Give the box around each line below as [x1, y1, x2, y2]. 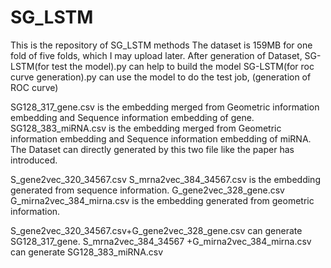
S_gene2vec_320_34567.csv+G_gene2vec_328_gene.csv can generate [10, 224, 303, 236]
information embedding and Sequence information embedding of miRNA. [10, 132, 312, 145]
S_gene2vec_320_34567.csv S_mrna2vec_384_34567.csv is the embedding [10, 173, 321, 185]
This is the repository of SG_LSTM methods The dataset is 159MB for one [10, 39, 313, 51]
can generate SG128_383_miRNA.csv [10, 246, 164, 258]
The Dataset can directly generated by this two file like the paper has [10, 143, 295, 155]
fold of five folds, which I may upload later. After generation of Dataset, [10, 49, 303, 61]
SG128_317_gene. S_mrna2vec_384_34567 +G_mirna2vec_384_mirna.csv [10, 235, 312, 247]
